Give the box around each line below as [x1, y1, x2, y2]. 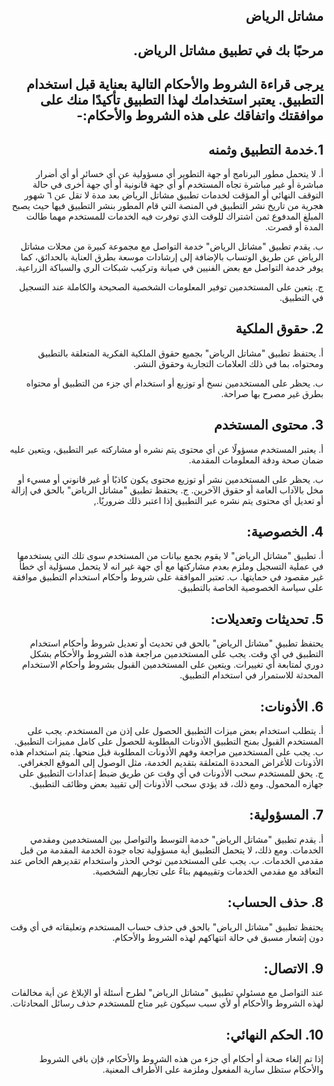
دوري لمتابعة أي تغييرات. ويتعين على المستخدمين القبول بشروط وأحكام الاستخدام [21, 659, 324, 671]
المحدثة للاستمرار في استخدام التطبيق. [179, 669, 324, 681]
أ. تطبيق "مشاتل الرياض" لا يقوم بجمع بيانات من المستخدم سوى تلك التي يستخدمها [16, 550, 324, 562]
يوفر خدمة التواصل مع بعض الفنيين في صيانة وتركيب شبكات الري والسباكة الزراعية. [15, 261, 324, 273]
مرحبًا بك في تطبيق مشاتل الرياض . [132, 42, 324, 59]
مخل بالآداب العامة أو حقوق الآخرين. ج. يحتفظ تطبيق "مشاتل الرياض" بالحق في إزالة [11, 484, 324, 496]
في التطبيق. [279, 291, 324, 303]
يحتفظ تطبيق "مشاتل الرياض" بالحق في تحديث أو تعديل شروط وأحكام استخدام [29, 637, 324, 649]
